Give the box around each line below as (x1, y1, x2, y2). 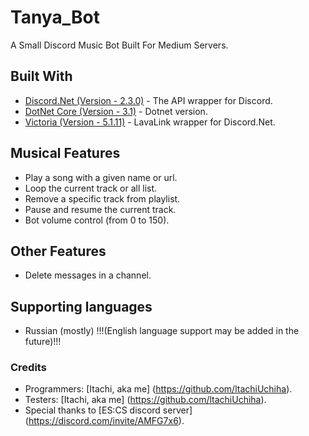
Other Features (10, 242, 107, 260)
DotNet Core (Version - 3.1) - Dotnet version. (24, 105, 208, 117)
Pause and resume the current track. (24, 203, 177, 215)
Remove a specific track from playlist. (24, 192, 181, 205)
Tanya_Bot (10, 6, 100, 29)
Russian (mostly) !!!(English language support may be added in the (24, 325, 300, 337)
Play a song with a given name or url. (24, 171, 178, 183)
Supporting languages (10, 298, 153, 315)
